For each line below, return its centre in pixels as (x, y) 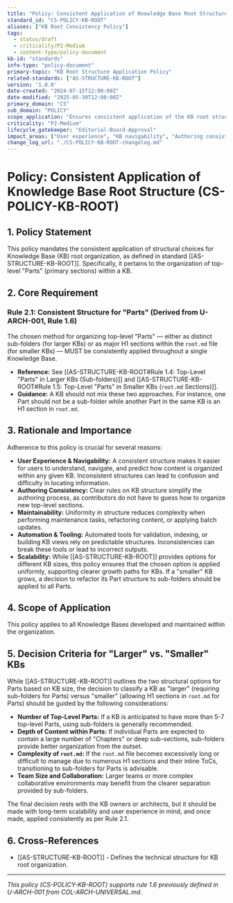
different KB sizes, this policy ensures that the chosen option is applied (119, 564)
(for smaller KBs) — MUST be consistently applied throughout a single (107, 351)
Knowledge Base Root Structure (101, 192)
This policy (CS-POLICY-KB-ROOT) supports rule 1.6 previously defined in (113, 885)
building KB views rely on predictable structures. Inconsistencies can (116, 541)
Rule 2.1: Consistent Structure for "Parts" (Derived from (103, 312)
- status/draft (35, 40)
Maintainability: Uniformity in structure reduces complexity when (111, 512)
